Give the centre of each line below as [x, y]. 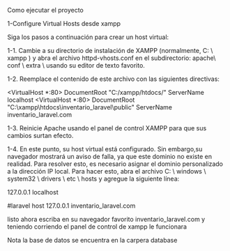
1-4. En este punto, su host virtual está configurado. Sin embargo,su [105, 149]
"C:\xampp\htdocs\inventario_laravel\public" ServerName [90, 107]
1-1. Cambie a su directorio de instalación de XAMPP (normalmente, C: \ [110, 51]
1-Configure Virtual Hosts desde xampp [64, 23]
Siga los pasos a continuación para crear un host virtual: [88, 37]
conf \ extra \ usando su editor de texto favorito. [76, 65]
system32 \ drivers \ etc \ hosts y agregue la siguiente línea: [93, 178]
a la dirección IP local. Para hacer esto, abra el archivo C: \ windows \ [107, 171]
